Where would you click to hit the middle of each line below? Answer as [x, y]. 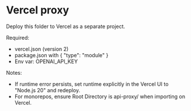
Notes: [14, 72]
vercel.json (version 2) [41, 49]
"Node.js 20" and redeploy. [47, 90]
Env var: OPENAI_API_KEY [46, 61]
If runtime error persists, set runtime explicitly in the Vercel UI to [91, 84]
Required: [18, 37]
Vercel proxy [38, 10]
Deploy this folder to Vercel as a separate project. [66, 26]
